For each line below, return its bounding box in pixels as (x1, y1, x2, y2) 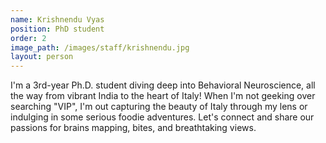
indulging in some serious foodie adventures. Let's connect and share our (10, 111, 315, 123)
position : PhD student (10, 24, 105, 34)
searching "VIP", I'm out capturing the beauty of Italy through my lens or (10, 101, 308, 113)
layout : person (10, 52, 74, 62)
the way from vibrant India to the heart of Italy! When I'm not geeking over (10, 90, 316, 102)
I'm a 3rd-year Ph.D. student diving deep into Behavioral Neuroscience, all (10, 79, 316, 91)
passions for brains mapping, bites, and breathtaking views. (10, 122, 257, 134)
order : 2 (10, 33, 47, 43)
